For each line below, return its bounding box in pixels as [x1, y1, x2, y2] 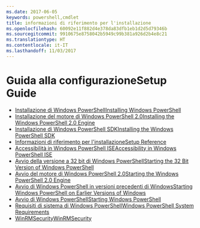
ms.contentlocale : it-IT [6, 43, 68, 49]
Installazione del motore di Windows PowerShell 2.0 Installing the [14, 112, 175, 120]
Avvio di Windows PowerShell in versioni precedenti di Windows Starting [14, 182, 193, 190]
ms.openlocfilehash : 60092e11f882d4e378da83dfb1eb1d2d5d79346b [6, 25, 168, 32]
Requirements [14, 208, 50, 215]
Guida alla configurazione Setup [6, 73, 167, 87]
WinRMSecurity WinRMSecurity [14, 214, 92, 222]
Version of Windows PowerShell [14, 163, 94, 171]
